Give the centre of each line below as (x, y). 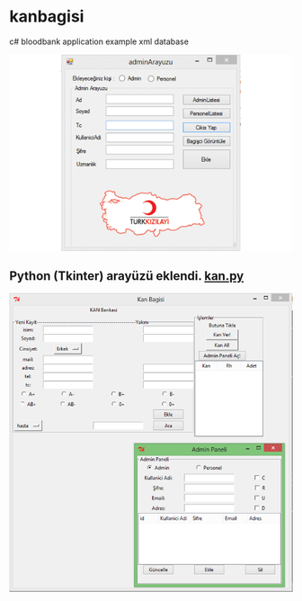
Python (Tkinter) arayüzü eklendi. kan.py (127, 276)
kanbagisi (47, 17)
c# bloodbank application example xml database (99, 41)
